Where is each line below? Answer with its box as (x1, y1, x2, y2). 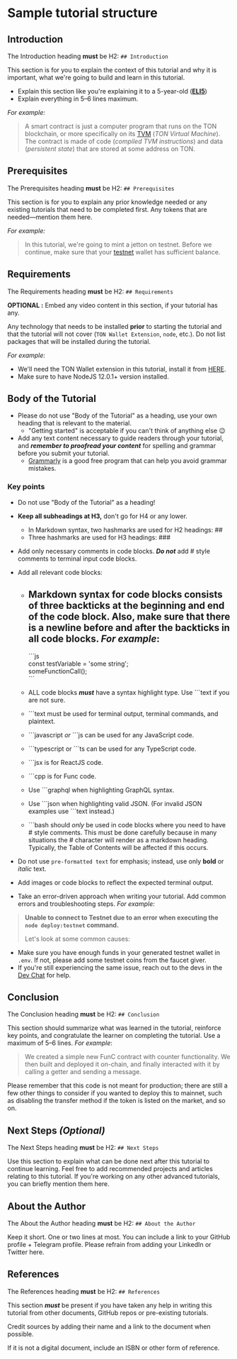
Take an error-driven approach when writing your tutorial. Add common (17, 892, 226, 900)
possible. (7, 1329, 34, 1338)
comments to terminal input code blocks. (17, 554, 137, 563)
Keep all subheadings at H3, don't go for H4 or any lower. (17, 512, 187, 520)
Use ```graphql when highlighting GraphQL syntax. (28, 785, 175, 794)
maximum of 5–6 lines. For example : (7, 1039, 113, 1047)
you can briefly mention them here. (7, 1180, 110, 1188)
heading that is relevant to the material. (17, 419, 132, 427)
